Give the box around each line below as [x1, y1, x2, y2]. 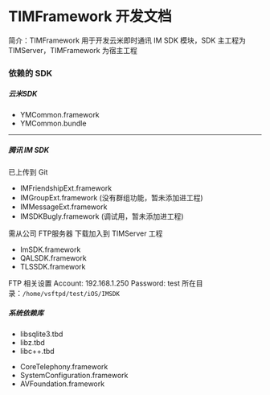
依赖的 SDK [8, 68, 53, 79]
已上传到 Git [8, 167, 48, 177]
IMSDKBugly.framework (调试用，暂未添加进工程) [19, 211, 184, 221]
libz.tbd [19, 337, 46, 347]
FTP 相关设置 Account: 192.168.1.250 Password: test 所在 [8, 278, 197, 288]
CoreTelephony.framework [19, 361, 108, 371]
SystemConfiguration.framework [19, 370, 129, 380]
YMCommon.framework [19, 109, 100, 119]
